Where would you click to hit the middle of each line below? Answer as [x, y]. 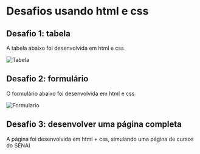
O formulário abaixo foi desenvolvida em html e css [71, 93]
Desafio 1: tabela [39, 34]
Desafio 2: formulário [47, 79]
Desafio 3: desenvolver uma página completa [94, 125]
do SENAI [18, 145]
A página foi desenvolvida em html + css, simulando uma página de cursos [100, 139]
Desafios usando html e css [78, 11]
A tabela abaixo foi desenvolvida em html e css [65, 48]
